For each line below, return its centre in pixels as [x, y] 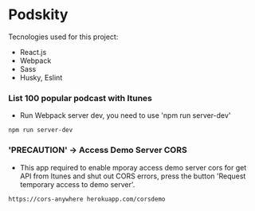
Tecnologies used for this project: [63, 37]
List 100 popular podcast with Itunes [80, 98]
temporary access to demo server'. [77, 184]
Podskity [38, 15]
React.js [33, 52]
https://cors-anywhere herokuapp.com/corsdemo [87, 199]
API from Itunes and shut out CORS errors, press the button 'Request [133, 176]
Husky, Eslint [41, 77]
